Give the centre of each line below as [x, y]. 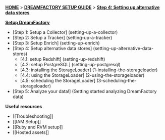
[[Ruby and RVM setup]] [38, 127]
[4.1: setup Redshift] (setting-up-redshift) [63, 59]
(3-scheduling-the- [117, 81]
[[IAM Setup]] [27, 122]
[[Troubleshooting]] [33, 116]
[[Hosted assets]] [31, 132]
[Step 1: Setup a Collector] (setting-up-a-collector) [65, 32]
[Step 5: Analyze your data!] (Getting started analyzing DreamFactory [85, 91]
